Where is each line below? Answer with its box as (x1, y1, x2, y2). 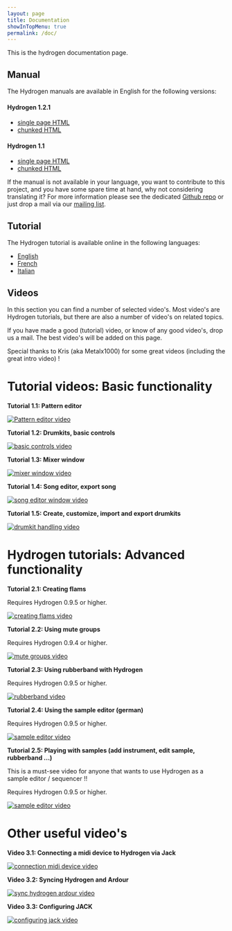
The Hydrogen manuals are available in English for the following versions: (7, 87, 217, 96)
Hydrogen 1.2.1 (7, 103, 51, 111)
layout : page (7, 10, 45, 17)
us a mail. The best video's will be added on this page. (7, 334, 163, 342)
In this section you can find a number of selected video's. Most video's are (7, 305, 220, 314)
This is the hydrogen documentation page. (7, 49, 128, 57)
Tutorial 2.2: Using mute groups (7, 625, 100, 633)
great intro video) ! (7, 355, 60, 363)
